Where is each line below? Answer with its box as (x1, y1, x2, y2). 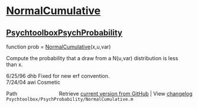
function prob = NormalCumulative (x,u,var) (6, 43, 111, 50)
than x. (6, 61, 23, 68)
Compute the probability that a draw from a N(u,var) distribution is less (6, 55, 178, 61)
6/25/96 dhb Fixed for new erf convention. (6, 73, 110, 79)
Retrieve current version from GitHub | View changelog (59, 90, 193, 97)
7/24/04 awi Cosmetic (6, 78, 61, 86)
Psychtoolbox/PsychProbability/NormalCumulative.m (6, 96, 134, 102)
